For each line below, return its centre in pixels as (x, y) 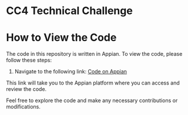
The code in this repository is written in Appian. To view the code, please (94, 54)
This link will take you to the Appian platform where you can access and (93, 83)
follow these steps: (29, 60)
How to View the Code (61, 38)
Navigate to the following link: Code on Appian (71, 72)
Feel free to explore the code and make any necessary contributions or (92, 100)
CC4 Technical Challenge (70, 11)
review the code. (26, 89)
